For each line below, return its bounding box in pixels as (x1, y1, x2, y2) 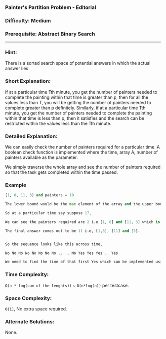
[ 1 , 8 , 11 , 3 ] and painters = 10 (5, 193, 74, 198)
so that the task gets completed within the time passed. (5, 169, 118, 175)
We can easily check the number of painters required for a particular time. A (5, 144, 160, 150)
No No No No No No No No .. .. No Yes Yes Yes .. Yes (5, 251, 119, 256)
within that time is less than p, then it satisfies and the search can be (5, 115, 145, 121)
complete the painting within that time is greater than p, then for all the (5, 94, 149, 100)
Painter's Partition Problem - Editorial (5, 4, 96, 11)
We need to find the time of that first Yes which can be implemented (5, 260, 154, 264)
